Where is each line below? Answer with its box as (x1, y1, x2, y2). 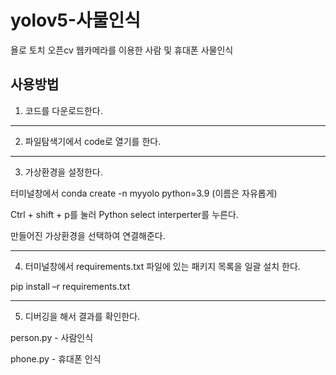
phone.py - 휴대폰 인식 (10, 352, 102, 365)
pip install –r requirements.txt (10, 280, 131, 292)
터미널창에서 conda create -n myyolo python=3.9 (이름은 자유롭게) (10, 187, 278, 199)
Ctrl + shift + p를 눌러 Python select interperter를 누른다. (10, 208, 239, 220)
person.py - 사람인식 (10, 331, 94, 343)
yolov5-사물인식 (10, 9, 142, 32)
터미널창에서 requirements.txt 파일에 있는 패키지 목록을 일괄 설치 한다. (24, 260, 301, 272)
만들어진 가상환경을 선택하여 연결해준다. (10, 229, 166, 241)
